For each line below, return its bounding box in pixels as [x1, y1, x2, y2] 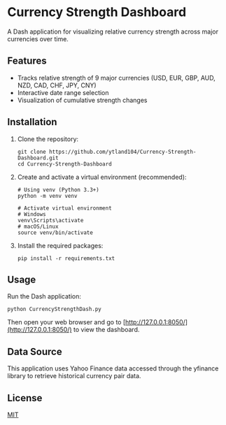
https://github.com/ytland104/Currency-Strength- [48, 148, 197, 155]
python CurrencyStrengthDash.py [7, 305, 101, 313]
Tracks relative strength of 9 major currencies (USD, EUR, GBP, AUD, [17, 73, 216, 82]
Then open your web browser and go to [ [7, 318, 126, 326]
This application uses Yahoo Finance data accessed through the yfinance [7, 364, 219, 373]
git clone [17, 148, 47, 155]
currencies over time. [7, 34, 69, 43]
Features [7, 55, 47, 67]
